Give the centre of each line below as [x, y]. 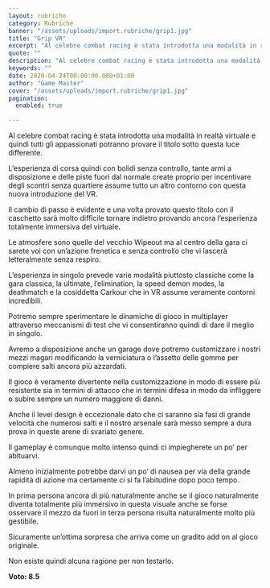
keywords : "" [30, 68]
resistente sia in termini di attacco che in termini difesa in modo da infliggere [135, 391]
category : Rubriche [41, 23]
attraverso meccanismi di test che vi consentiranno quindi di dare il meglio [131, 325]
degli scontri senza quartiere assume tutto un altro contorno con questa [127, 185]
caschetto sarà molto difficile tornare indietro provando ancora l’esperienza [133, 218]
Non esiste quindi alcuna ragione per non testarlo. [91, 561]
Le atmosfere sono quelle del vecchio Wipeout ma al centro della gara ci [128, 242]
